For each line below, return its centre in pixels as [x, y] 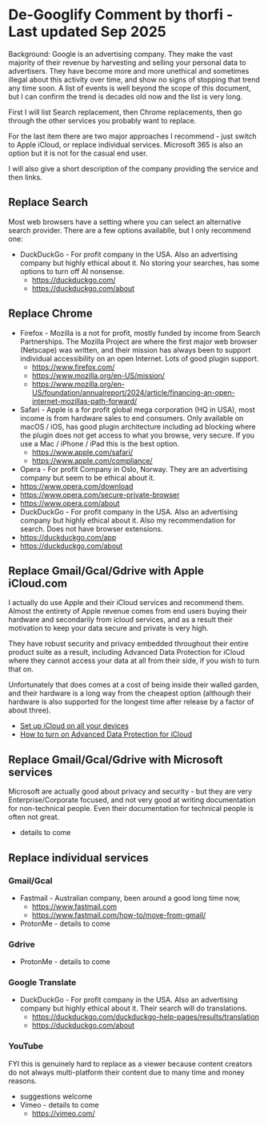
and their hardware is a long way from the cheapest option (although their [130, 693]
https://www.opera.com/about [70, 503]
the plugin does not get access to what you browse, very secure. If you [137, 435]
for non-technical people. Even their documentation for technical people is [131, 809]
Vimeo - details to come [59, 1104]
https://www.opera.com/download [76, 486]
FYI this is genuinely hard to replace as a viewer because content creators [130, 1063]
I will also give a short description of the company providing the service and [133, 168]
